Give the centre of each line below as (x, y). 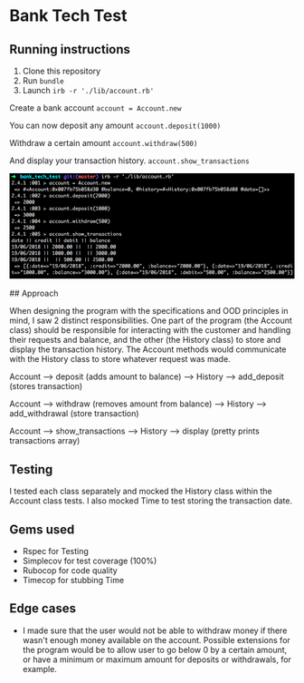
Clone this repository (62, 71)
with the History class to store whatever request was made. (120, 359)
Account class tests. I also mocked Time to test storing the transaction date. (151, 501)
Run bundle (43, 81)
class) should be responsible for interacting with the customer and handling (150, 330)
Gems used (42, 529)
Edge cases (43, 609)
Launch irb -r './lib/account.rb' (88, 90)
